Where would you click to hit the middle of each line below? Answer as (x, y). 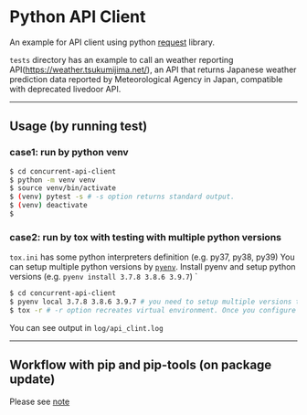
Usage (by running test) (79, 127)
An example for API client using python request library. (112, 42)
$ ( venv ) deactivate (49, 206)
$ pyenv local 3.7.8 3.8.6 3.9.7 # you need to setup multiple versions (151, 302)
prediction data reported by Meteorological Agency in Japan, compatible (146, 79)
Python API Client (78, 17)
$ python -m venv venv (53, 180)
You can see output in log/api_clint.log (86, 327)
